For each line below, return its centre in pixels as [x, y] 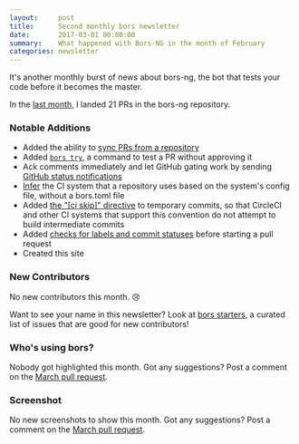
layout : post [42, 18]
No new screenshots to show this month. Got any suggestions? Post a [140, 420]
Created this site [53, 254]
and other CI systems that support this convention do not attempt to [149, 215]
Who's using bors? [52, 347]
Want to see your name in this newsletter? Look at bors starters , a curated [147, 314]
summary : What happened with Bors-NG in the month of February [137, 43]
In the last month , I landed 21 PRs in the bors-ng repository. [120, 104]
